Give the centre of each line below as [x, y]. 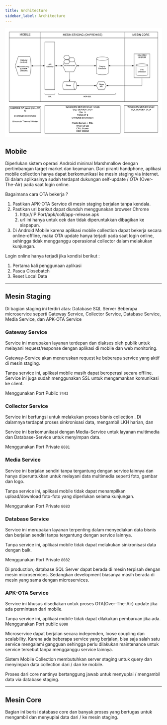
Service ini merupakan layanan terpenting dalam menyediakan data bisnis [81, 529]
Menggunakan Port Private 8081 [38, 447]
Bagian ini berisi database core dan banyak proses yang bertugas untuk [79, 712]
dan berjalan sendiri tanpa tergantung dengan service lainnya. [69, 535]
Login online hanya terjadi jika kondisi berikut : [53, 256]
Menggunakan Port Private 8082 [38, 559]
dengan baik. [19, 550]
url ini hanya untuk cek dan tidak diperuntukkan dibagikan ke [82, 220]
